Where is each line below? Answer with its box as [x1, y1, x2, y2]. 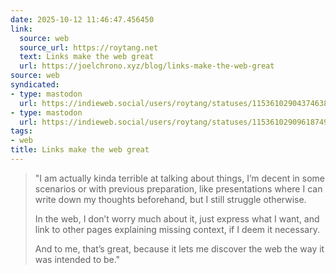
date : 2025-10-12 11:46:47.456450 [10, 14, 155, 25]
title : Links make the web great [10, 145, 150, 155]
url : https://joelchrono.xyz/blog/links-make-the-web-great [19, 61, 275, 71]
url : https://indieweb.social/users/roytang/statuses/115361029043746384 [19, 98, 333, 108]
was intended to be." [34, 253, 121, 265]
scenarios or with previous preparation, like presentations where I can [34, 182, 323, 195]
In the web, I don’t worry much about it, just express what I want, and [34, 212, 320, 225]
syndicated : [10, 80, 60, 90]
